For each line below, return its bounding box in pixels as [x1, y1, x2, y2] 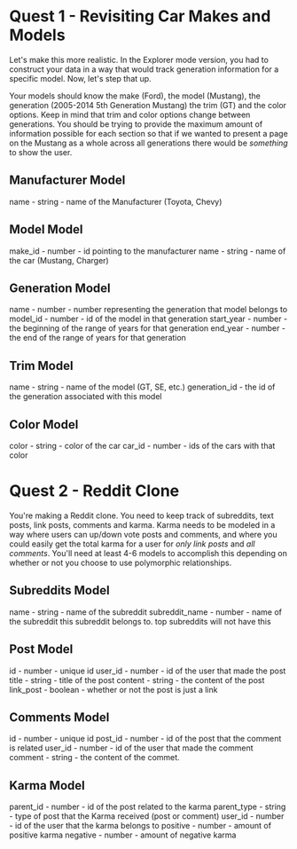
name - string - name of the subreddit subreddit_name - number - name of [9, 606, 282, 617]
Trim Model [9, 358, 74, 373]
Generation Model [9, 280, 111, 295]
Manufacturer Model [9, 173, 126, 188]
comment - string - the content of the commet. [9, 752, 180, 763]
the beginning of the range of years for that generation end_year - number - [9, 323, 286, 334]
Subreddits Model [9, 583, 110, 598]
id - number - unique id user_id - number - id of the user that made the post [9, 665, 286, 676]
